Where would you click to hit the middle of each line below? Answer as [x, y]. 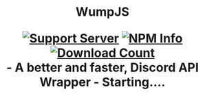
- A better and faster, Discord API [102, 68]
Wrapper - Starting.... [102, 82]
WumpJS [102, 12]
